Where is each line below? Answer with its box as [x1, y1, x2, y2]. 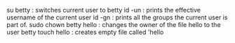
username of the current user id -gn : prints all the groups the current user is [6, 13, 228, 21]
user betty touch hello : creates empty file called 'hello [6, 28, 164, 36]
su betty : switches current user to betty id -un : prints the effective [6, 6, 201, 14]
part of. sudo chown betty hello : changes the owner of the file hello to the [6, 21, 222, 28]
